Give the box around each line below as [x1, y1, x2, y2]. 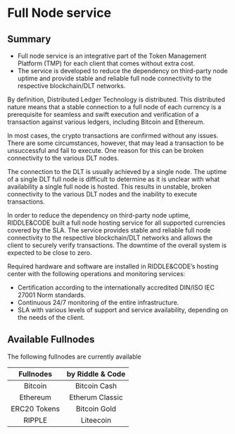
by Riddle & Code [66, 368, 126, 378]
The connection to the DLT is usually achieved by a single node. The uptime [7, 168, 227, 175]
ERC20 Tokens [11, 404, 60, 414]
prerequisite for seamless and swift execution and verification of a [7, 111, 199, 118]
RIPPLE [23, 415, 48, 425]
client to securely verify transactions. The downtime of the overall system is [7, 241, 227, 249]
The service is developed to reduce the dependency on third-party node [17, 67, 228, 75]
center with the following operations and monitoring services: [7, 270, 186, 278]
